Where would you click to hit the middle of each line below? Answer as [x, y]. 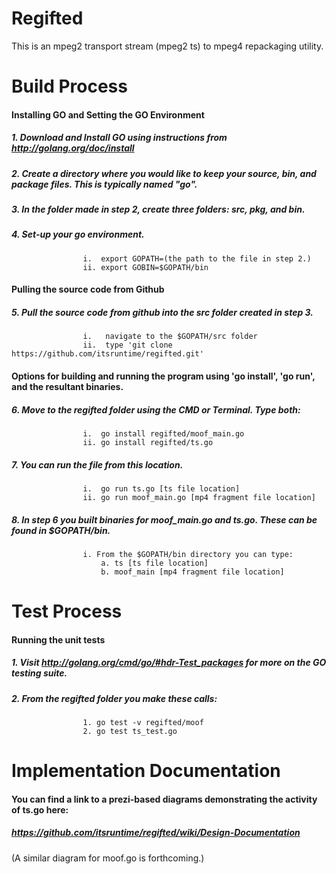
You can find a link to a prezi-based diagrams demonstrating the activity [164, 799]
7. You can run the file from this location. [97, 464]
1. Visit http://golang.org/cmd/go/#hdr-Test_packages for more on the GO [169, 663]
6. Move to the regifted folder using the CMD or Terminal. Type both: [156, 409]
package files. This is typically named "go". [104, 184]
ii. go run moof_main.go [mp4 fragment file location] [199, 497]
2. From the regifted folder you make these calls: [114, 698]
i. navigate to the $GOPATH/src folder [170, 337]
